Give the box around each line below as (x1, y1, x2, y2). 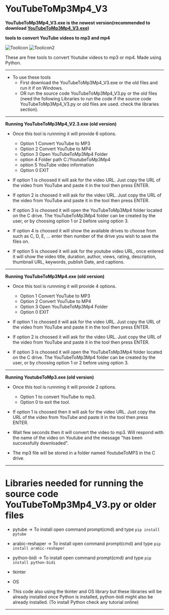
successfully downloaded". (12, 440, 69, 446)
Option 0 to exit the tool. (20, 399, 70, 405)
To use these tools (12, 74, 51, 80)
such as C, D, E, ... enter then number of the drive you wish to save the (12, 233, 159, 239)
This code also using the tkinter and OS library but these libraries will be (12, 588, 162, 594)
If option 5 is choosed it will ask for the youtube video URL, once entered (12, 248, 163, 254)
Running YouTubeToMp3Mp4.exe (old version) (5, 273, 105, 279)
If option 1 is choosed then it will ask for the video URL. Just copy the (12, 409, 156, 415)
